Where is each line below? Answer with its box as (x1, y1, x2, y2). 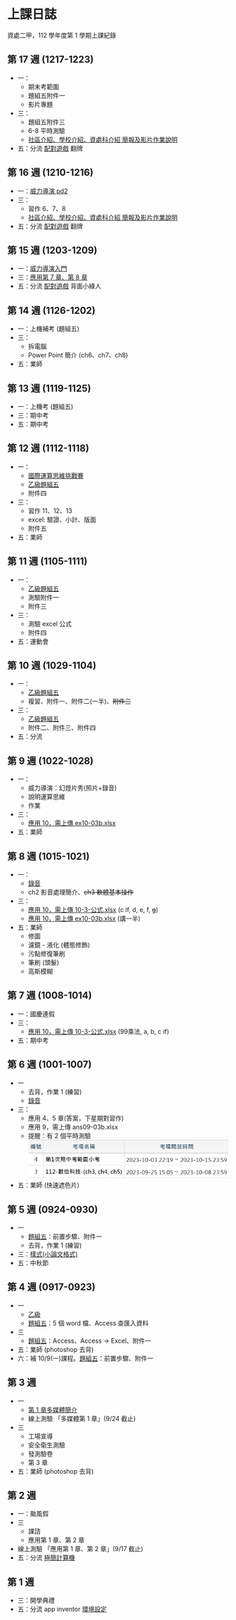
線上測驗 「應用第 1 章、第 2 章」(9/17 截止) (17, 1545, 144, 1553)
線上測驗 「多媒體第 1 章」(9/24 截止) (27, 1414, 136, 1422)
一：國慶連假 (17, 1009, 55, 1018)
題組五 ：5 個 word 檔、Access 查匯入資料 (27, 1319, 149, 1327)
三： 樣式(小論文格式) (17, 1250, 79, 1258)
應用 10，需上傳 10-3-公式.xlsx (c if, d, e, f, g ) (27, 906, 159, 914)
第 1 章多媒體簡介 (27, 1405, 78, 1414)
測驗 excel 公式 (27, 619, 72, 628)
